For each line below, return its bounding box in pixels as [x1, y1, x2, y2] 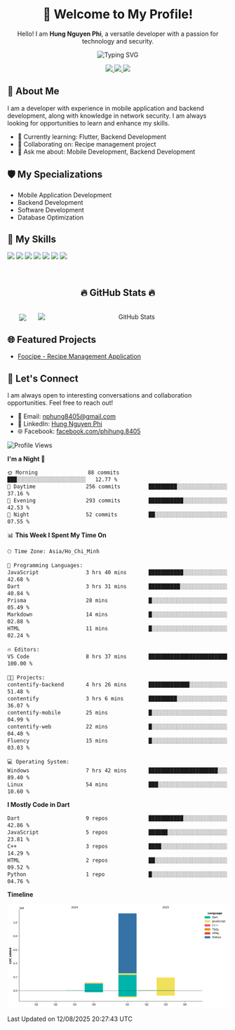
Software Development [17, 205, 84, 214]
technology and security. [81, 36, 154, 45]
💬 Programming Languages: [7, 562, 83, 569]
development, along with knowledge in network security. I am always [7, 111, 207, 120]
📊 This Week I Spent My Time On [7, 531, 107, 539]
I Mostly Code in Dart [7, 800, 70, 808]
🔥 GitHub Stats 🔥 [80, 287, 156, 299]
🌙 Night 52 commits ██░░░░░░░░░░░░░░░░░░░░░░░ [7, 511, 228, 518]
